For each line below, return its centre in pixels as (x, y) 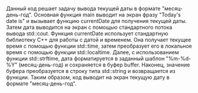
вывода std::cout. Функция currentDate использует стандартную (87, 34)
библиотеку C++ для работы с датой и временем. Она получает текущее (99, 40)
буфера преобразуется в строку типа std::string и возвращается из (91, 71)
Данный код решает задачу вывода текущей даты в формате (83, 9)
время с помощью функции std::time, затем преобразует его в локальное (99, 46)
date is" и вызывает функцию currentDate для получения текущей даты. (97, 21)
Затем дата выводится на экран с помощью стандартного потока (89, 27)
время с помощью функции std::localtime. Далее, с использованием (92, 52)
